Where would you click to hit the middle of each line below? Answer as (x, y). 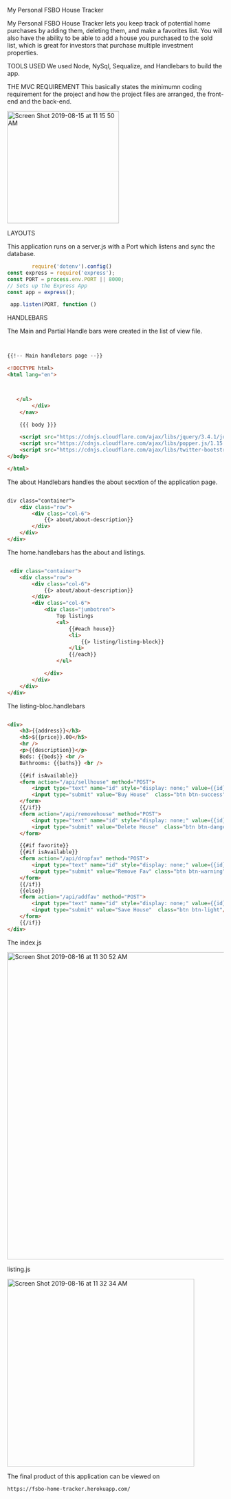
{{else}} (32, 891)
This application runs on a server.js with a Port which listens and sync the (111, 246)
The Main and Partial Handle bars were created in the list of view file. (105, 331)
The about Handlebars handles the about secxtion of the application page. (112, 482)
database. (21, 254)
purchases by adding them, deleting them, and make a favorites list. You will (115, 31)
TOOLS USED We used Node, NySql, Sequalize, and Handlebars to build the (115, 66)
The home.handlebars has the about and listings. (76, 552)
